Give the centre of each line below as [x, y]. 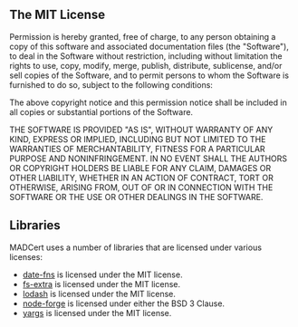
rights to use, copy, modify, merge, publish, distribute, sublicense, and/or [146, 65]
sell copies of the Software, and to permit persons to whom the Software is [149, 75]
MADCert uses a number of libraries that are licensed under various [136, 247]
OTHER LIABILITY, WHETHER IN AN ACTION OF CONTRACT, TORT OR [141, 178]
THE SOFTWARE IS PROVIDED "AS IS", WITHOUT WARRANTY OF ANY [141, 130]
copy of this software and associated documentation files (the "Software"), [149, 46]
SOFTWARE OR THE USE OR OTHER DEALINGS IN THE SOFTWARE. [136, 197]
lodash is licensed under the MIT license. [99, 293]
